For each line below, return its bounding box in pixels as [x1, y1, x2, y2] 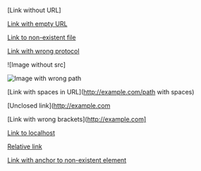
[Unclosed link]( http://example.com [7, 101, 111, 110]
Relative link [7, 142, 42, 151]
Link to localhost [7, 129, 55, 137]
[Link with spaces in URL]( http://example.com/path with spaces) [7, 88, 195, 96]
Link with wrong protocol [7, 47, 80, 55]
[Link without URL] [7, 6, 61, 14]
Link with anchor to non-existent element [7, 156, 127, 164]
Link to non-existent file [7, 33, 76, 42]
